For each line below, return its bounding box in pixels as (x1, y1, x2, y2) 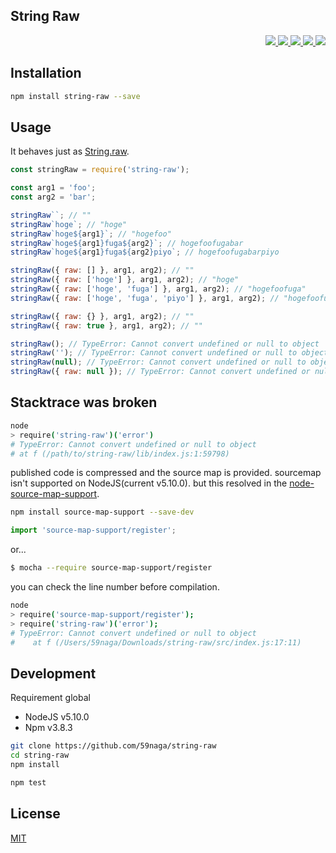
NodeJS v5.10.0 (24, 711, 90, 723)
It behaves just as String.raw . (10, 145, 130, 158)
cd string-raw (10, 750, 70, 761)
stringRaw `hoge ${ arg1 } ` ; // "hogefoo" (10, 229, 172, 239)
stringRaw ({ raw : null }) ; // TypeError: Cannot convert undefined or (10, 367, 311, 377)
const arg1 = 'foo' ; (10, 183, 97, 193)
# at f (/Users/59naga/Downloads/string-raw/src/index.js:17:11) (10, 637, 302, 648)
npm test (10, 777, 47, 788)
